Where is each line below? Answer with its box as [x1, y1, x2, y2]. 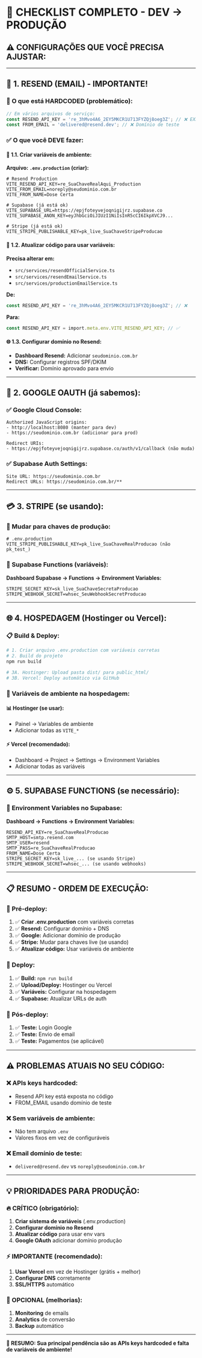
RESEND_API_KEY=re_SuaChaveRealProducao [6, 829, 109, 836]
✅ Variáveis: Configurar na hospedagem [14, 988, 117, 995]
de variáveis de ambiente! [6, 1346, 72, 1353]
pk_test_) [6, 547, 31, 553]
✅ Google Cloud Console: [6, 406, 82, 414]
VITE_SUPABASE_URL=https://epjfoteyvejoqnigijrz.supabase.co [6, 208, 163, 214]
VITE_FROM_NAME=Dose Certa [6, 192, 74, 198]
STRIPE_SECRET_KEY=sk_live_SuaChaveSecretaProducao [6, 586, 138, 592]
